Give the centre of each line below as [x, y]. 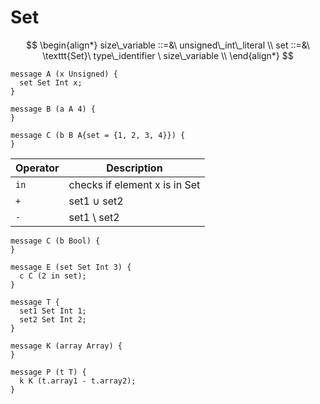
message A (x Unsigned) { [64, 74]
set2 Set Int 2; [53, 319]
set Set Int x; [51, 82]
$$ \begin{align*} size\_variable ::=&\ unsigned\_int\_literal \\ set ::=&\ [168, 45]
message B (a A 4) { [53, 109]
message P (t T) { [48, 372]
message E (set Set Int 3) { [71, 267]
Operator [37, 168]
